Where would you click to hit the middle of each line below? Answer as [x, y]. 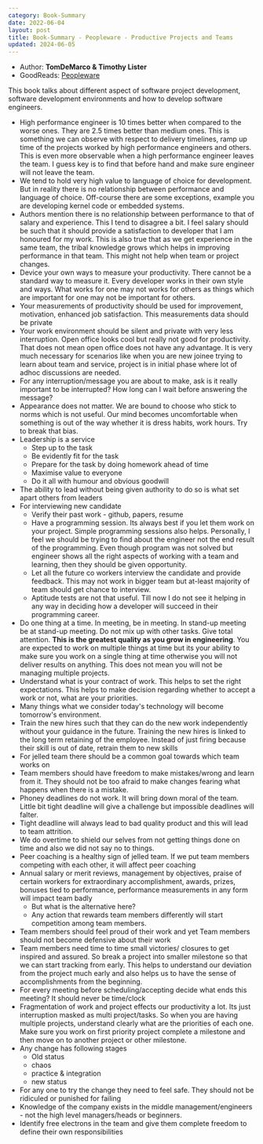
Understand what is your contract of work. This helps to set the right [130, 682]
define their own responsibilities [71, 1132]
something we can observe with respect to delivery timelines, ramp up [133, 139]
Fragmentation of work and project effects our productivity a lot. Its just [135, 1007]
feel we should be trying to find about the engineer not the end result [143, 539]
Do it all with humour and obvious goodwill [100, 481]
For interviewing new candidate [70, 506]
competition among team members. [89, 923]
